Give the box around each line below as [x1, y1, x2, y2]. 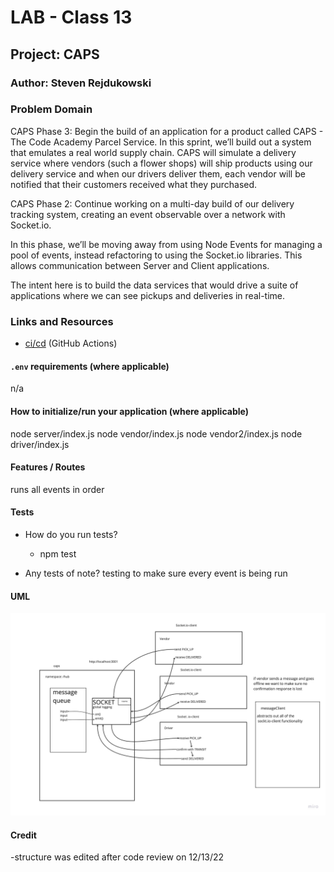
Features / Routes [10, 461, 86, 473]
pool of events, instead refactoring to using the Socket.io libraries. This [10, 249, 303, 261]
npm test [39, 547, 77, 560]
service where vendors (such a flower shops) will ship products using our [10, 157, 313, 169]
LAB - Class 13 [10, 6, 133, 29]
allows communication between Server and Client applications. [10, 259, 270, 271]
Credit [10, 829, 37, 841]
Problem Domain [10, 102, 93, 116]
